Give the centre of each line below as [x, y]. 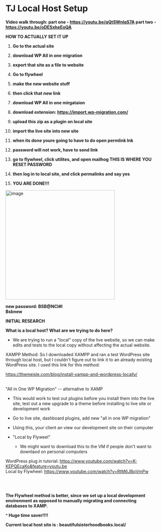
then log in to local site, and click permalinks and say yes [71, 174]
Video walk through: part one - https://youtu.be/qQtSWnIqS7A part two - [81, 22]
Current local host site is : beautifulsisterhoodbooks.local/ [66, 525]
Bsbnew [14, 311]
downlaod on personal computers [54, 452]
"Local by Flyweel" [31, 437]
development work [31, 408]
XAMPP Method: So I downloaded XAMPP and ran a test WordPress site [78, 354]
